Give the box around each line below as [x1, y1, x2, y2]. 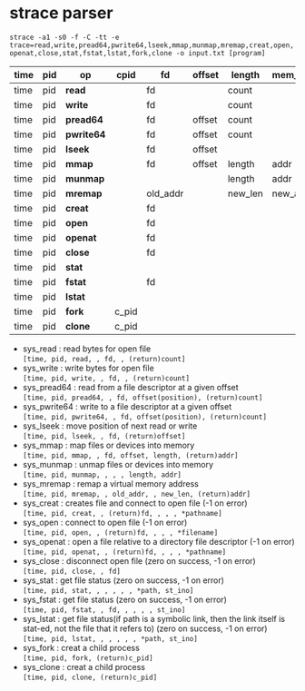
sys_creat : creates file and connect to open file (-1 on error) [22, 498, 248, 508]
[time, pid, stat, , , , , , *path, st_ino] [22, 586, 194, 595]
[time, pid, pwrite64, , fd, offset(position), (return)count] [22, 412, 268, 421]
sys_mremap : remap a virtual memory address [22, 478, 200, 489]
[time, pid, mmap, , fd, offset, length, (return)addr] [22, 450, 239, 460]
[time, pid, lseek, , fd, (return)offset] [22, 431, 186, 440]
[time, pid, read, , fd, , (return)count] [22, 354, 186, 363]
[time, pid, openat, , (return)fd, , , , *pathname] [22, 548, 227, 557]
